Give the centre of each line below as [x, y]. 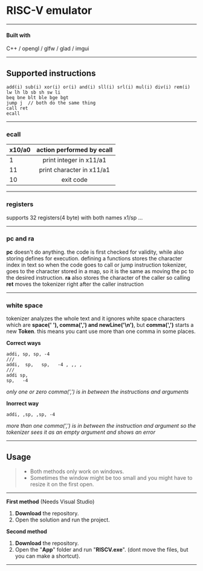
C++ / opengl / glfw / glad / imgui [48, 48]
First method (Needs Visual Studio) [50, 502]
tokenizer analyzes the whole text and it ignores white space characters [96, 318]
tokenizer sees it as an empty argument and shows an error [81, 432]
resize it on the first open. [62, 484]
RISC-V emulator [49, 11]
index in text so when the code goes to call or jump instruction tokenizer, [97, 265]
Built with [18, 35]
